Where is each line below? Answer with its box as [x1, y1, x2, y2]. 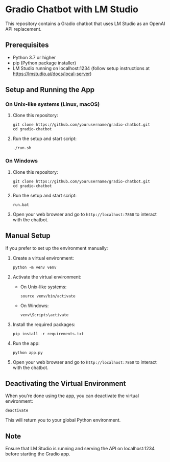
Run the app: [12, 340, 40, 346]
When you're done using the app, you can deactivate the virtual [5, 392, 139, 399]
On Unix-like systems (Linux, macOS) [5, 101, 100, 108]
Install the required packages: [12, 321, 76, 328]
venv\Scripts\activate [20, 312, 69, 317]
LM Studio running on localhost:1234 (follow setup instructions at [12, 65, 150, 71]
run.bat [12, 202, 29, 207]
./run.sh [12, 146, 32, 151]
